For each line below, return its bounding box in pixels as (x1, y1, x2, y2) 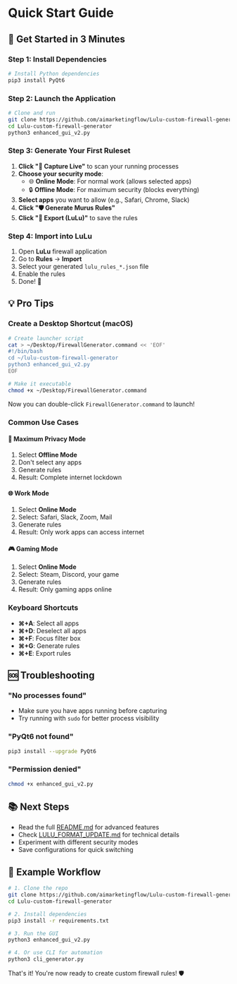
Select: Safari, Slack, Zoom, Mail (18, 513, 113, 522)
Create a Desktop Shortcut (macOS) (8, 319, 134, 329)
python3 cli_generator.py (8, 956, 84, 963)
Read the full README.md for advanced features (18, 823, 160, 832)
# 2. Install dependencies (8, 911, 87, 918)
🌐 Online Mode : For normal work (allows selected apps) (28, 176, 192, 185)
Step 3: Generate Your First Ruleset (8, 146, 131, 156)
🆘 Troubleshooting (8, 669, 95, 681)
